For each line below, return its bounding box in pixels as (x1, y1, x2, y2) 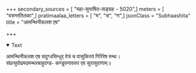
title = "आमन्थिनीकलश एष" (6, 19, 60, 26)
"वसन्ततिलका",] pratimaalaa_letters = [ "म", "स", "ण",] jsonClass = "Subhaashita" (6, 12, 191, 19)
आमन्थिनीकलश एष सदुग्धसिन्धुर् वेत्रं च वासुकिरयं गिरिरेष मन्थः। (6, 53, 121, 60)
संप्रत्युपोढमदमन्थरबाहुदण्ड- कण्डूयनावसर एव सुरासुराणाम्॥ (6, 60, 111, 67)
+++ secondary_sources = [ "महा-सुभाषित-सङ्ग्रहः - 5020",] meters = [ (6, 6, 164, 12)
